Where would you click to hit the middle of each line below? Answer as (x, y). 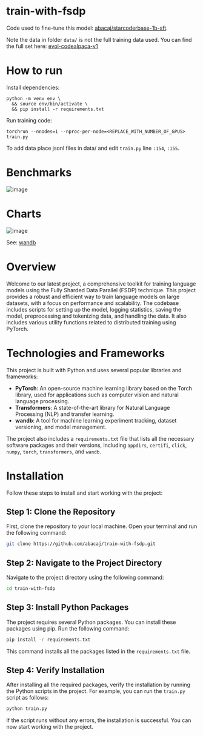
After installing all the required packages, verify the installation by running (98, 685)
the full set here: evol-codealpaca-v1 (52, 46)
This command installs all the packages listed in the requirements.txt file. (98, 651)
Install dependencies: (33, 87)
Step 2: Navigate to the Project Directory (84, 563)
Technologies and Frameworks (86, 353)
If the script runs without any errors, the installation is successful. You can (99, 720)
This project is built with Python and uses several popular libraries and (94, 370)
